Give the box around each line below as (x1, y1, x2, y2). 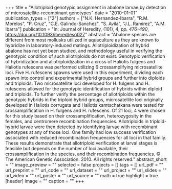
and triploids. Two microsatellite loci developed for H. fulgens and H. (5, 80, 150, 86)
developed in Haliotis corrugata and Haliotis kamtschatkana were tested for (5, 102, 164, 108)
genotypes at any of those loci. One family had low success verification (5, 129, 156, 135)
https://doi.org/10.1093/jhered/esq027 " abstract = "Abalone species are (5, 32, 156, 37)
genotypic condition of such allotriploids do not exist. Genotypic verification (5, 53, 165, 59)
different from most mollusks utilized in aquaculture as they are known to (5, 37, 159, 43)
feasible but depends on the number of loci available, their (5, 146, 128, 151)
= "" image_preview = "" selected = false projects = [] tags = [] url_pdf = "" (5, 162, 164, 168)
